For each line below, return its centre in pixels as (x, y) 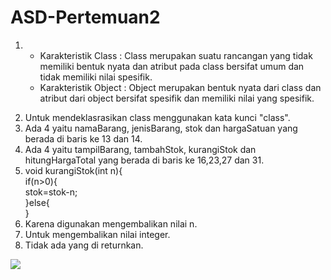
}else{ (37, 202)
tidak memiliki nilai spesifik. (96, 77)
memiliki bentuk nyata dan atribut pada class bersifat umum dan (172, 66)
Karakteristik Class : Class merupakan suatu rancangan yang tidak (176, 55)
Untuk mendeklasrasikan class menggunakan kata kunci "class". (157, 117)
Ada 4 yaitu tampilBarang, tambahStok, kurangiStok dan (140, 149)
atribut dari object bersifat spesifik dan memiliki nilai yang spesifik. (177, 98)
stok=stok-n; (51, 192)
